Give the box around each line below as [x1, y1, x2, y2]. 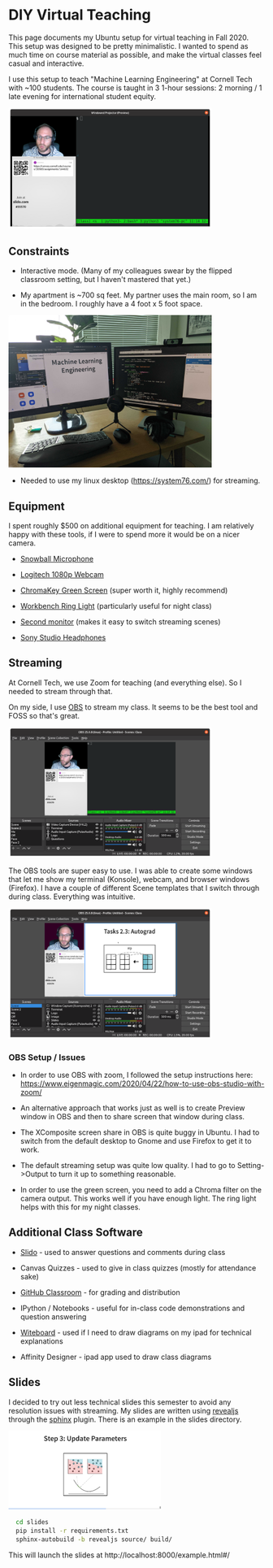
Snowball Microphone [19, 554, 94, 564]
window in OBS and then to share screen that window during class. [19, 1112, 245, 1122]
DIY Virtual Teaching [8, 6, 152, 24]
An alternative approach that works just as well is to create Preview [19, 1103, 245, 1113]
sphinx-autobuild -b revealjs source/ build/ [15, 1535, 173, 1544]
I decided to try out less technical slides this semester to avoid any [8, 1396, 232, 1407]
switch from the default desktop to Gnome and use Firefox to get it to [19, 1136, 252, 1146]
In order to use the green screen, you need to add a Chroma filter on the [19, 1185, 262, 1195]
